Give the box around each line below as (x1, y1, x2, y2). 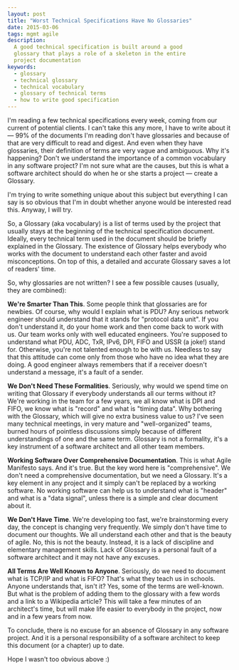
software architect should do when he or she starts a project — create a (7, 169, 218, 177)
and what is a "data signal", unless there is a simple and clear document (7, 494, 218, 502)
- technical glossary (14, 76, 78, 84)
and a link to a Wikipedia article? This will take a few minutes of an (7, 597, 201, 605)
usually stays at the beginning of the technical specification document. (7, 227, 215, 235)
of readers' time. (7, 265, 56, 273)
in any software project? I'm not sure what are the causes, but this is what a (7, 162, 229, 169)
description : (7, 37, 46, 44)
